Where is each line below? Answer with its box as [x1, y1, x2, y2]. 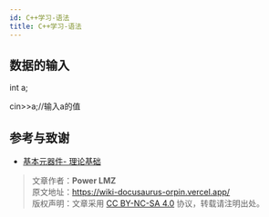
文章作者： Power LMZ [31, 175, 117, 186]
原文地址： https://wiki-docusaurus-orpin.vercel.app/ [31, 187, 231, 198]
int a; [9, 83, 29, 94]
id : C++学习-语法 [9, 13, 70, 23]
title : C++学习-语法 [9, 22, 82, 31]
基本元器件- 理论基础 [22, 156, 102, 167]
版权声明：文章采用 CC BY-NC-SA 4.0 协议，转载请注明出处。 [31, 198, 264, 209]
